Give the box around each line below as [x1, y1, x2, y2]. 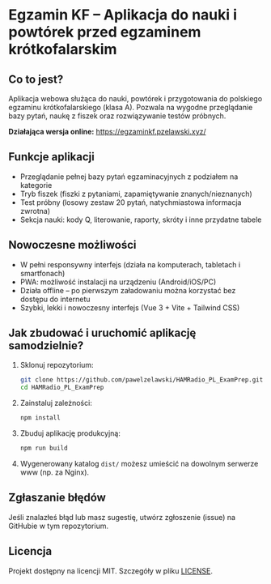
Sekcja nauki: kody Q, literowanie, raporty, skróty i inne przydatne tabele [19, 215, 262, 224]
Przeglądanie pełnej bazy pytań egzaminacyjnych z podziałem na [19, 172, 239, 181]
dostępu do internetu [19, 294, 91, 304]
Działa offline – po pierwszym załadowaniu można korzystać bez [19, 285, 236, 295]
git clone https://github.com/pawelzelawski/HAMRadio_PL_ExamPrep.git [19, 376, 264, 384]
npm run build [19, 444, 68, 453]
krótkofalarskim [8, 40, 117, 58]
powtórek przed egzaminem [8, 23, 201, 41]
